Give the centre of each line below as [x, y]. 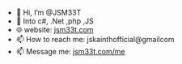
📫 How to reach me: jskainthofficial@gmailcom [95, 39]
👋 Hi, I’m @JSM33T [49, 13]
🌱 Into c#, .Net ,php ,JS [55, 21]
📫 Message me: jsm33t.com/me [70, 51]
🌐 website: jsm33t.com [55, 30]
